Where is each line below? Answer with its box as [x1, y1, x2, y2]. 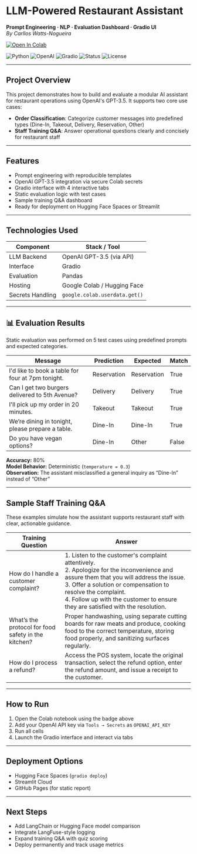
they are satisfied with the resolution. [64, 603, 167, 611]
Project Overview [6, 75, 71, 85]
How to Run [6, 699, 49, 709]
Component [15, 243, 50, 251]
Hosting [9, 281, 31, 289]
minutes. [9, 408, 33, 416]
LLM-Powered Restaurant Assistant [6, 4, 184, 18]
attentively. [64, 559, 96, 566]
